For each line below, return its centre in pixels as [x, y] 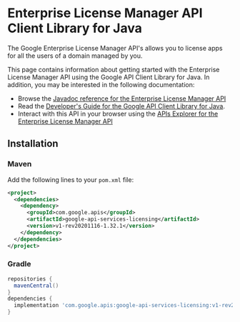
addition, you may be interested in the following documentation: [101, 84]
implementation [36, 306]
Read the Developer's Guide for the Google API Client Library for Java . [121, 106]
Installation [33, 144]
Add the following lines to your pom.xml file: [71, 179]
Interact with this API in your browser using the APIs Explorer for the [118, 114]
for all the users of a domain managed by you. [75, 56]
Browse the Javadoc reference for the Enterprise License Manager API [122, 99]
